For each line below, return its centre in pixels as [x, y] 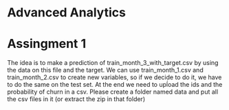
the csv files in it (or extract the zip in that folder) [76, 99]
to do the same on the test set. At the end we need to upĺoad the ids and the [115, 85]
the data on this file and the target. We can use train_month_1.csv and [106, 70]
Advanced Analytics [66, 13]
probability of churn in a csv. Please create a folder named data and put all [113, 92]
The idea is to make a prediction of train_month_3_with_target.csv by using [113, 63]
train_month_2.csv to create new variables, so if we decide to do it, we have [115, 77]
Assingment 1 [47, 44]
